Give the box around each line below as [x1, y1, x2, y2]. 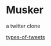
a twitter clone [6, 22, 41, 29]
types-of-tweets [6, 33, 45, 40]
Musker [6, 3, 43, 17]
